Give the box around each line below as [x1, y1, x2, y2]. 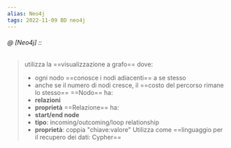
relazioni [34, 96, 61, 104]
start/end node [34, 110, 80, 119]
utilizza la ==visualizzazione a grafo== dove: [24, 60, 154, 68]
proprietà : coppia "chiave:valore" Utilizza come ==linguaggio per [34, 125, 223, 133]
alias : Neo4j [7, 10, 45, 17]
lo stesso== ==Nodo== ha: [34, 88, 114, 96]
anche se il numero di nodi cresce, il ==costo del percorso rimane [34, 81, 225, 89]
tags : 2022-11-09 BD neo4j [7, 17, 86, 24]
